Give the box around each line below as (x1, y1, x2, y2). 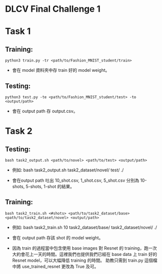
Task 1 (5, 26, 31, 37)
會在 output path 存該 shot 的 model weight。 (12, 234, 103, 240)
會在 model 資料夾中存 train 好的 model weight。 (12, 67, 110, 73)
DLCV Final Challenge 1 (5, 3, 101, 15)
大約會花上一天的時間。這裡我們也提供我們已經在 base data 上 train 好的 (12, 251, 157, 257)
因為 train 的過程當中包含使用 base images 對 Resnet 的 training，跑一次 (12, 245, 157, 251)
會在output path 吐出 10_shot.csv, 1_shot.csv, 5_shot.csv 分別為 (12, 177, 140, 183)
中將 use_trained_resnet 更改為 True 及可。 (12, 263, 99, 269)
